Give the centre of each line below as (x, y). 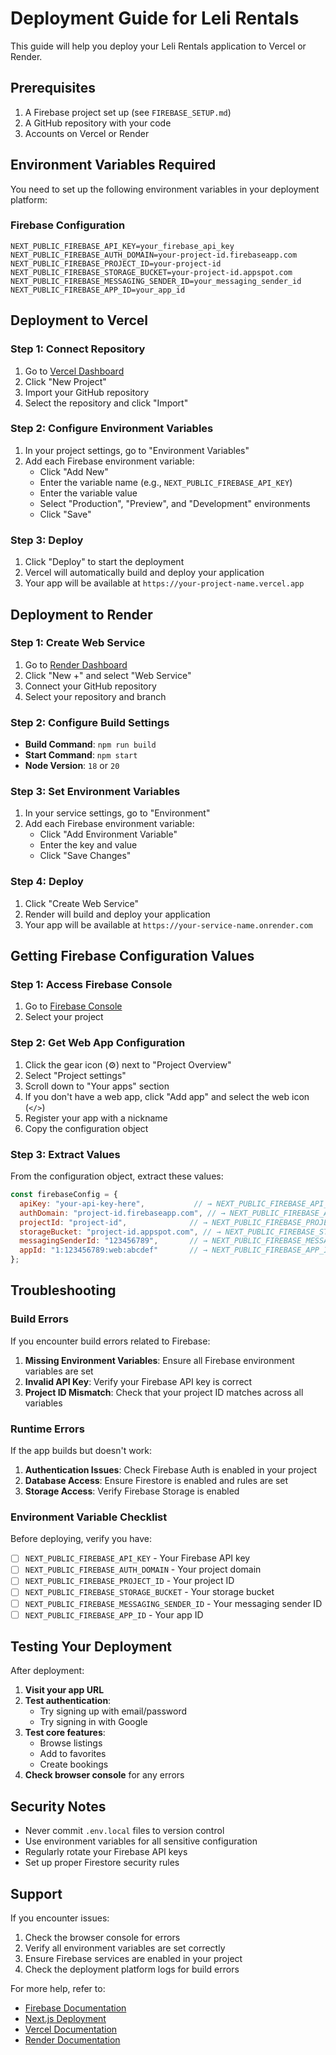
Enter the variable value (88, 493)
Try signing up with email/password (113, 1711)
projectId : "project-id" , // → (113, 1222)
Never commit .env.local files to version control (124, 1831)
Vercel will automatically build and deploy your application (144, 573)
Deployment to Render (81, 614)
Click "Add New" (74, 471)
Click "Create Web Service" (82, 903)
